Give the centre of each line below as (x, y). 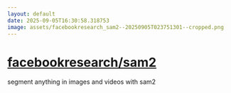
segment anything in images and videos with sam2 (82, 82)
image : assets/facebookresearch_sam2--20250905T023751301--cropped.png (116, 27)
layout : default (31, 14)
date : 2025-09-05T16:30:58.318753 (59, 21)
